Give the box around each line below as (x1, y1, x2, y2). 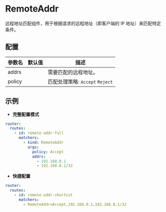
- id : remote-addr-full (14, 130, 64, 136)
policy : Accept (32, 149, 64, 154)
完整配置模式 (12, 111, 39, 117)
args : (27, 145, 39, 150)
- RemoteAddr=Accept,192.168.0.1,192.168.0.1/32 (23, 202, 127, 207)
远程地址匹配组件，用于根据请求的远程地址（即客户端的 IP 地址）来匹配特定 (5, 20, 161, 26)
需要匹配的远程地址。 (48, 68, 99, 76)
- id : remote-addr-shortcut (14, 192, 73, 198)
